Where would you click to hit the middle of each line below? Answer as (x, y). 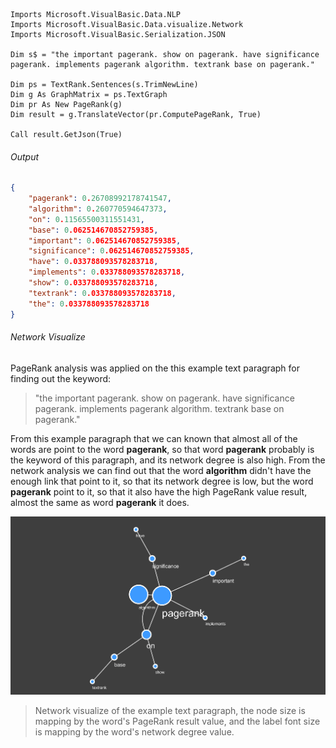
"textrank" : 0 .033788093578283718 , (102, 293)
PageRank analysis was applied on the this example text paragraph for (155, 368)
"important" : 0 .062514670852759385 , (105, 240)
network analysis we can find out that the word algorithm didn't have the (161, 470)
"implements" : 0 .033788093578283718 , (107, 272)
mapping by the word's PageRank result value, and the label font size (177, 721)
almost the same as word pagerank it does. (100, 502)
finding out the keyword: (61, 378)
